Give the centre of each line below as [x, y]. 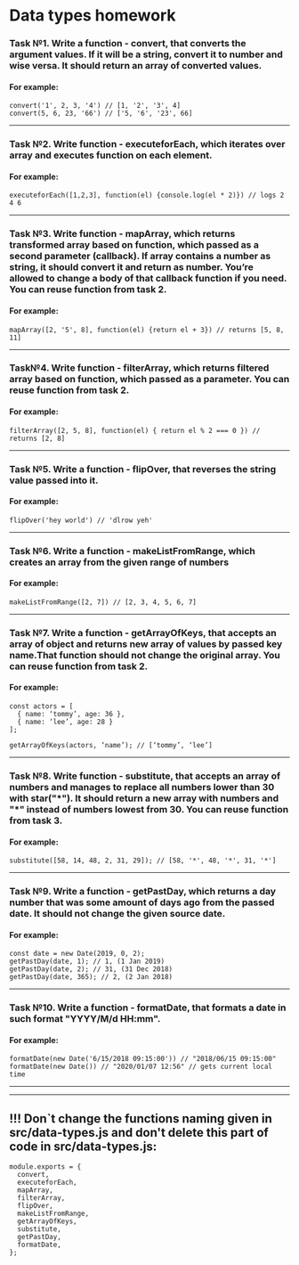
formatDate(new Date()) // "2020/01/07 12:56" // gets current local [141, 1067]
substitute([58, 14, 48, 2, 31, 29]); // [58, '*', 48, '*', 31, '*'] [143, 861]
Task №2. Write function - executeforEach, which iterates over [147, 144]
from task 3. [36, 820]
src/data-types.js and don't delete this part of [139, 1132]
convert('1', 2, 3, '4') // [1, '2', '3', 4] [95, 106]
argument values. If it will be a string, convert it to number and [146, 54]
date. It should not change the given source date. [117, 914]
